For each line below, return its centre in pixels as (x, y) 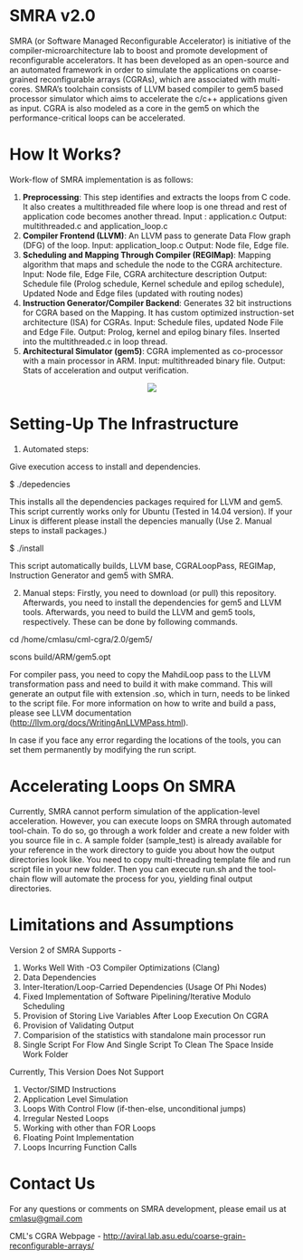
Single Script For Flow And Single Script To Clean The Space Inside (148, 1044)
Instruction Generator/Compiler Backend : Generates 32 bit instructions (157, 303)
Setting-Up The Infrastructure (124, 424)
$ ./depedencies (40, 484)
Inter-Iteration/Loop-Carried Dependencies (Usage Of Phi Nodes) (144, 986)
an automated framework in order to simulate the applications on (130, 70)
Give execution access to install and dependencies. (105, 466)
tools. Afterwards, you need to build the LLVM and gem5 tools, (139, 611)
